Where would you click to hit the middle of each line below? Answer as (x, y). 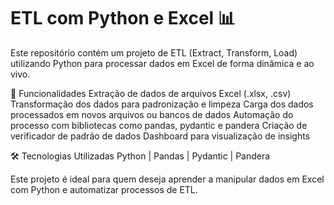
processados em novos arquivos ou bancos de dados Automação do (152, 114)
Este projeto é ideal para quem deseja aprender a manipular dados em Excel (167, 179)
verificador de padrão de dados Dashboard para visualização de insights (160, 136)
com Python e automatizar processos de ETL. (104, 189)
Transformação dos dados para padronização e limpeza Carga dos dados (162, 104)
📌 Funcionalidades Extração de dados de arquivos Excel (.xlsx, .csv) (151, 93)
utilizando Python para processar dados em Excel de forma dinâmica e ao (162, 63)
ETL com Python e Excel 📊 (123, 18)
